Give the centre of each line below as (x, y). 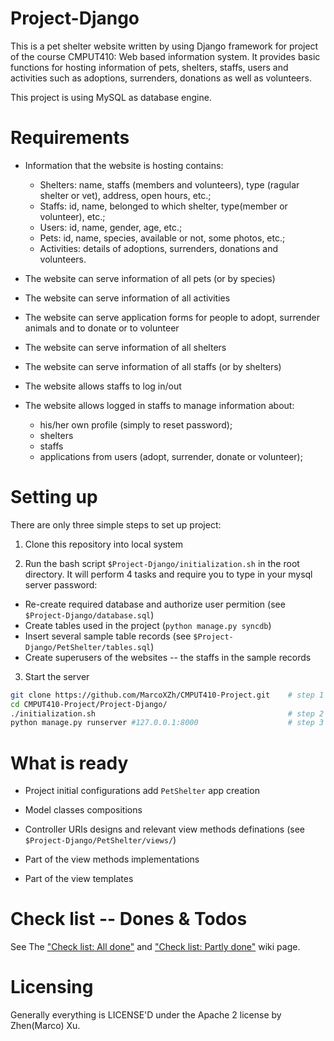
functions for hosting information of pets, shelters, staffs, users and (149, 67)
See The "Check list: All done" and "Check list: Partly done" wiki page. (155, 947)
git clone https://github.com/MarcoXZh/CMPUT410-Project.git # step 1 (167, 695)
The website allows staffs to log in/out (103, 386)
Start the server (57, 676)
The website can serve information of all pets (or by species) (150, 278)
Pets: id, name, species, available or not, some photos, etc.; (162, 238)
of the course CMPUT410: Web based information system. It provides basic (165, 56)
